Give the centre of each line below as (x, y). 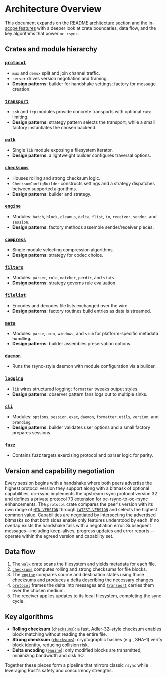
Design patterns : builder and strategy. (52, 194)
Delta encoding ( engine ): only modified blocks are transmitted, (77, 650)
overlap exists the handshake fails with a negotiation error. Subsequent (78, 525)
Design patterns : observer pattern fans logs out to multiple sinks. (80, 394)
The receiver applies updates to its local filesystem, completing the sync (87, 596)
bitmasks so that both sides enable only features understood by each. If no (82, 520)
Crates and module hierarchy (51, 49)
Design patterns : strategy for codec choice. (58, 255)
